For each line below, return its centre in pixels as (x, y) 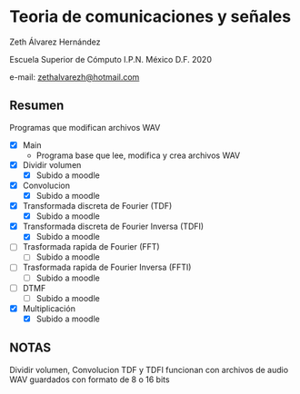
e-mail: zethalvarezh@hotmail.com (75, 77)
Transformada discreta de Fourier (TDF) (97, 206)
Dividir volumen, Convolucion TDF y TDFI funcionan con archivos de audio (149, 369)
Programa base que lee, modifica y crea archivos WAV (138, 155)
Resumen (37, 106)
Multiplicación (49, 308)
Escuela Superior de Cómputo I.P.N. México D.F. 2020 (110, 59)
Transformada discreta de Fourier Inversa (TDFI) (113, 227)
